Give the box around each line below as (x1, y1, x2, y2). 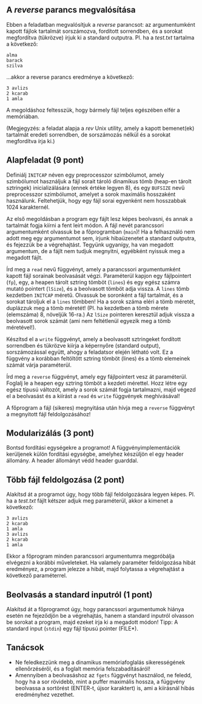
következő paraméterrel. (6, 572, 67, 579)
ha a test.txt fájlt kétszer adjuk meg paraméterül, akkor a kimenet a (6, 497, 173, 504)
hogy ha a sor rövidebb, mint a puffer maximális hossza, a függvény (15, 678, 185, 685)
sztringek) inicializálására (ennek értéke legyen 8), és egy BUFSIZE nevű (6, 184, 185, 191)
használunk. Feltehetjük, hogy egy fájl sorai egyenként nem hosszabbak (6, 197, 187, 204)
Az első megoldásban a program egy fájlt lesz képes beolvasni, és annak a (6, 215, 193, 222)
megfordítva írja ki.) (6, 137, 55, 144)
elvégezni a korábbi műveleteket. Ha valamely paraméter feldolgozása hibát (6, 559, 196, 566)
